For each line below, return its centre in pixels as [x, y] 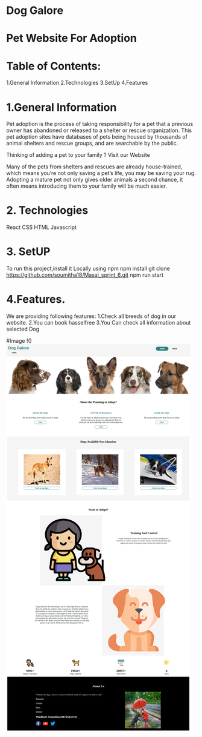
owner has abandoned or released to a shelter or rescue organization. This [99, 130]
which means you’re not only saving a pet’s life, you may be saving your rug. [101, 173]
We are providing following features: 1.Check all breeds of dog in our [91, 316]
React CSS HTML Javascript [42, 227]
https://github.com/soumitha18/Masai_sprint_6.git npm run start [85, 275]
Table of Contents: [54, 66]
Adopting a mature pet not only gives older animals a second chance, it [95, 180]
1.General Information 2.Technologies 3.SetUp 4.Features [77, 83]
